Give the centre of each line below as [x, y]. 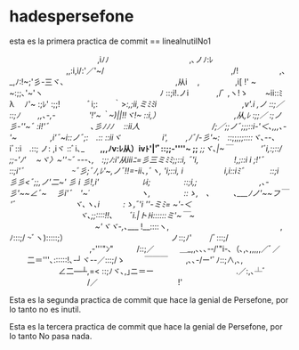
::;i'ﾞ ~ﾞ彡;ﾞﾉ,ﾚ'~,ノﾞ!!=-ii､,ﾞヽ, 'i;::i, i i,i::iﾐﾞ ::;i [144, 170]
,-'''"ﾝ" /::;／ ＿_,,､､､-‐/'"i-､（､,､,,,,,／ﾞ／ [185, 248]
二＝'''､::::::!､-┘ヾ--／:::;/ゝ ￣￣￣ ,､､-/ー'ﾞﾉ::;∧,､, [134, 259]
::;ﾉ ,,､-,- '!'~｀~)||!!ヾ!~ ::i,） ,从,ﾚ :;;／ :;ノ [145, 115]
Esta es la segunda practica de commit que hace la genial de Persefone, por [149, 299]
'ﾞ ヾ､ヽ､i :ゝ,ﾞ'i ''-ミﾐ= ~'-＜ [101, 204]
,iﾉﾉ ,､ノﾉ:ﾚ [155, 59]
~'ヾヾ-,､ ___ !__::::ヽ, [132, 226]
